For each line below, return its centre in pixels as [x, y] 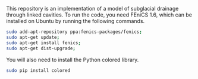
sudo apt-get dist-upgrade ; [41, 48]
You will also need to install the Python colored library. [73, 60]
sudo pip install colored [38, 70]
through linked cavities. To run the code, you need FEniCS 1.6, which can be [99, 15]
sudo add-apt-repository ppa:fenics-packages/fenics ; [74, 32]
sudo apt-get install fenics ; [44, 43]
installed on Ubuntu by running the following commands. [76, 21]
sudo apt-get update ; [33, 37]
